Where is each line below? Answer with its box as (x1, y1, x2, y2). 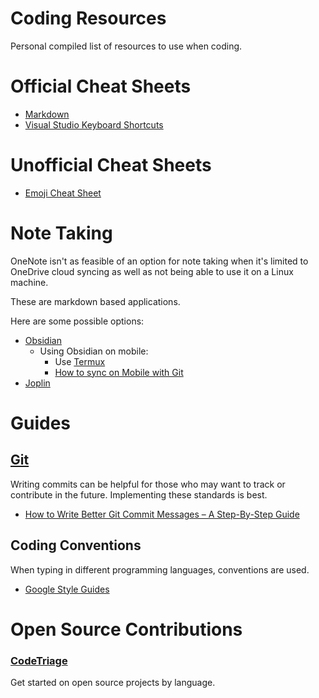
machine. (10, 276, 49, 288)
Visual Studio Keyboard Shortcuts (24, 118, 164, 131)
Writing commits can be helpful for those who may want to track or (10, 478, 286, 490)
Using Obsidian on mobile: (39, 345, 149, 357)
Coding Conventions (10, 537, 142, 554)
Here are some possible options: (10, 315, 145, 327)
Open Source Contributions (10, 618, 243, 641)
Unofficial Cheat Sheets (10, 154, 212, 177)
